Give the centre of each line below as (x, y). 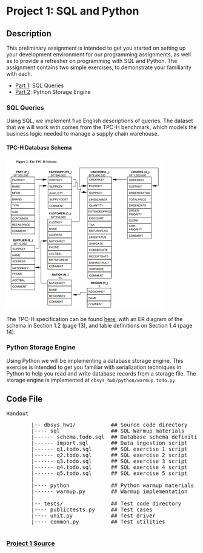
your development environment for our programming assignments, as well (99, 55)
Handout (18, 413)
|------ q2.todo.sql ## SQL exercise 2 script (109, 455)
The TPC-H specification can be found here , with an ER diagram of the (95, 319)
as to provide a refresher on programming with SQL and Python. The (92, 61)
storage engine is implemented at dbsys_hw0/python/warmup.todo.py (91, 380)
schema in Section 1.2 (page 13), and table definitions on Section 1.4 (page (99, 325)
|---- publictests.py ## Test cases (92, 509)
